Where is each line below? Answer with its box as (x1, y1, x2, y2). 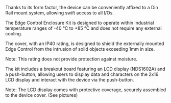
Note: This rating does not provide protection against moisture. (5, 56, 138, 62)
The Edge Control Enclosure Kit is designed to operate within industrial (5, 20, 154, 26)
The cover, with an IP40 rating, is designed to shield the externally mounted (5, 40, 164, 47)
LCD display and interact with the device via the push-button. (5, 77, 134, 83)
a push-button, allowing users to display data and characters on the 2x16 (5, 71, 159, 77)
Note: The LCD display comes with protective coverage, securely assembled (5, 87, 166, 93)
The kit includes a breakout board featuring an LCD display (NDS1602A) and (5, 66, 165, 72)
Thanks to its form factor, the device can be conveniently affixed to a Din (5, 5, 158, 10)
